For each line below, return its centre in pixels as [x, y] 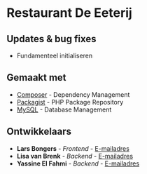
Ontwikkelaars [39, 132]
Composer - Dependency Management [73, 94]
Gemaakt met [37, 78]
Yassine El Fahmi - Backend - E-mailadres [78, 163]
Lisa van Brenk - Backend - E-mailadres [75, 156]
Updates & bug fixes [51, 39]
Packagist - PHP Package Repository [70, 102]
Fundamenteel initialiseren [55, 55]
